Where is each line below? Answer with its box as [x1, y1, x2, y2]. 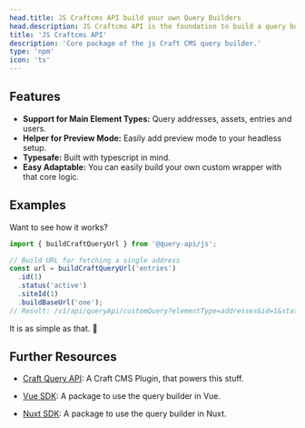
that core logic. [22, 171, 80, 182]
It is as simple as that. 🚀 [9, 323, 98, 333]
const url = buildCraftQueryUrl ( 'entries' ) [9, 264, 177, 274]
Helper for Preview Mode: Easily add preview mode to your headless [22, 133, 282, 144]
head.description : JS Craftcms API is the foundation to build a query [9, 22, 286, 31]
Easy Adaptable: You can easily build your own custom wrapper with [22, 161, 282, 173]
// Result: [9, 306, 51, 315]
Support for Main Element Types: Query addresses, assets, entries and [22, 113, 292, 124]
